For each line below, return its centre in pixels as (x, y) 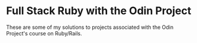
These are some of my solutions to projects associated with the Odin (90, 27)
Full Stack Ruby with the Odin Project (99, 11)
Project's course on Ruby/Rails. (44, 33)
